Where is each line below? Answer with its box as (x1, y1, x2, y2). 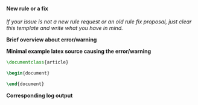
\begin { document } (6, 70, 50, 76)
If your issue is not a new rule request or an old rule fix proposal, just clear (6, 18, 192, 25)
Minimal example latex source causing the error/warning (6, 48, 152, 55)
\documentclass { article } (6, 59, 69, 65)
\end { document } (6, 81, 45, 87)
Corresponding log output (6, 92, 73, 99)
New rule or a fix (6, 5, 48, 12)
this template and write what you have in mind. (6, 25, 123, 32)
